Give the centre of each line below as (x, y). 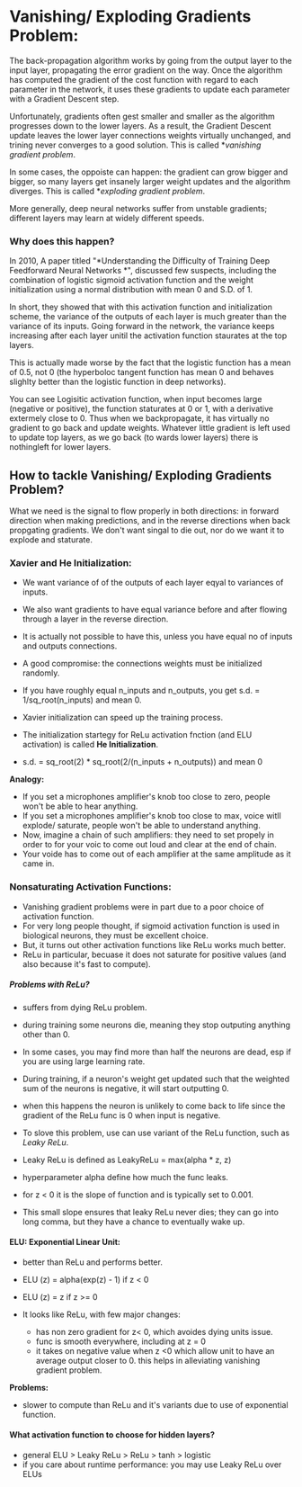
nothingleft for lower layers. (60, 447)
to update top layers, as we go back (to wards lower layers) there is (134, 437)
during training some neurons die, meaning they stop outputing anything (156, 1025)
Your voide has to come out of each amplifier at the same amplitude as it (156, 854)
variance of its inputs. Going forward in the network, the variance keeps (142, 327)
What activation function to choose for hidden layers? (112, 1435)
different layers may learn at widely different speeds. (107, 218)
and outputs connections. (70, 646)
